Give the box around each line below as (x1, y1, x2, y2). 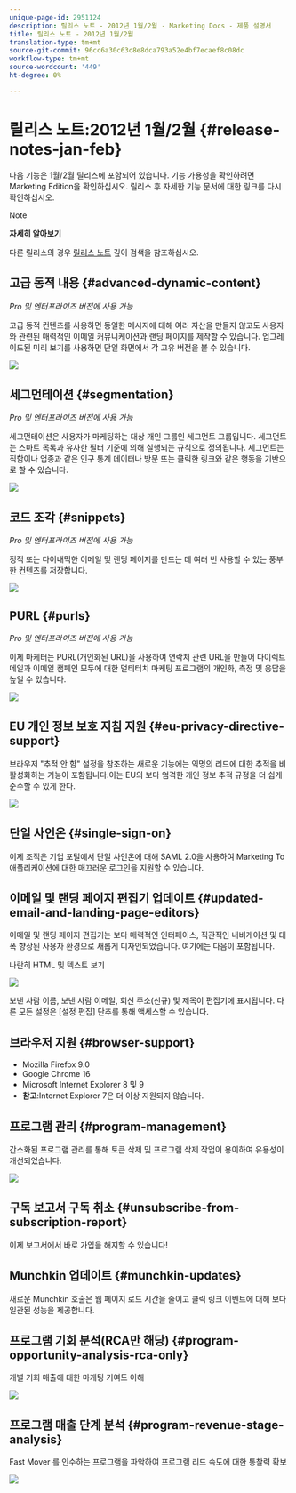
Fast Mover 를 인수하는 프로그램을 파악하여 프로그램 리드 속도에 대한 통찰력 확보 (9, 1457, 287, 1467)
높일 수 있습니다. (9, 673, 67, 685)
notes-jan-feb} (9, 139, 123, 159)
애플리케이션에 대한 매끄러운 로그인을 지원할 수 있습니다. (9, 862, 204, 872)
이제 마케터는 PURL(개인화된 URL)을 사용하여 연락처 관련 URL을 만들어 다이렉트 (9, 651, 286, 662)
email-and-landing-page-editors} (9, 904, 200, 920)
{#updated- (196, 890, 264, 905)
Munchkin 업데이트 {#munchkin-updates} (9, 1268, 242, 1283)
